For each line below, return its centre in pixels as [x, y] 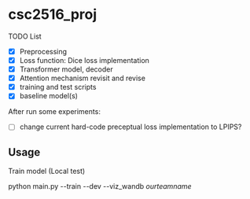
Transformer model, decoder [66, 69]
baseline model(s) [49, 96]
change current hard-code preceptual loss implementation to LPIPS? [131, 127]
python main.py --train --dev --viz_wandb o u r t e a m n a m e [100, 186]
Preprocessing [43, 51]
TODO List [25, 36]
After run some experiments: [54, 112]
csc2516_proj [53, 15]
